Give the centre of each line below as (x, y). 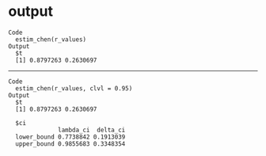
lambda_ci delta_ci (92, 130)
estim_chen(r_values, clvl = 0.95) (74, 88)
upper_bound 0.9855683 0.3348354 (70, 144)
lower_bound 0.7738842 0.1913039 (70, 137)
